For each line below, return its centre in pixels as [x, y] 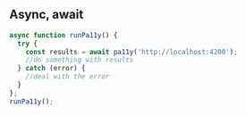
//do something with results [80, 60]
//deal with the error [68, 77]
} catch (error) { [52, 69]
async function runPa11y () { [64, 35]
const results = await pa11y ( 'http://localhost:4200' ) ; [132, 52]
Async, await [47, 15]
